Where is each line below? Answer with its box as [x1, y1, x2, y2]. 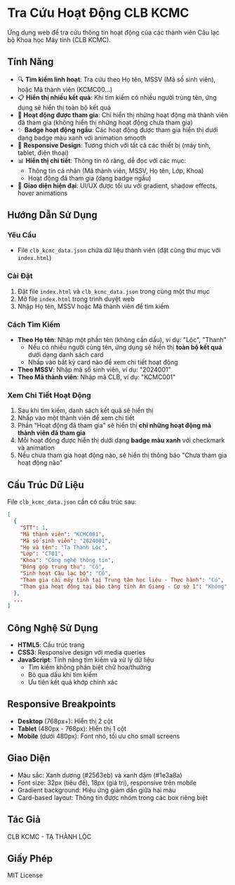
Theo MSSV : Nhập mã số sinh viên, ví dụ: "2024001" [17, 365, 171, 374]
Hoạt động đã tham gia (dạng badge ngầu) [27, 173, 152, 182]
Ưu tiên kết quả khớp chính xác [27, 678, 118, 686]
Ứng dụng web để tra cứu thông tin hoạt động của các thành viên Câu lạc [7, 28, 220, 37]
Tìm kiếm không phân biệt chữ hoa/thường [27, 663, 152, 671]
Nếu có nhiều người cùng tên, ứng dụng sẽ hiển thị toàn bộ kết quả [27, 343, 222, 352]
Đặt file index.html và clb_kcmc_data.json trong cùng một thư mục [17, 287, 210, 296]
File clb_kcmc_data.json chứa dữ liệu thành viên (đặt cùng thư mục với [17, 246, 221, 254]
